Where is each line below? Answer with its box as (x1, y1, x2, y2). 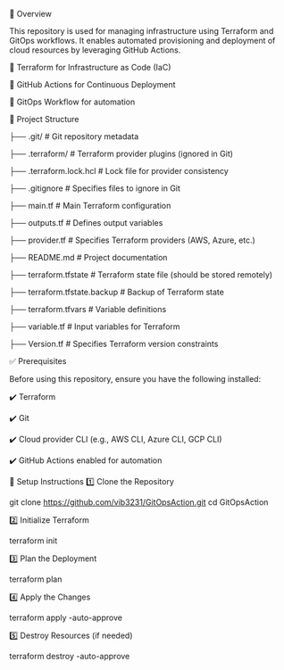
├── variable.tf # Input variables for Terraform (9, 321, 180, 332)
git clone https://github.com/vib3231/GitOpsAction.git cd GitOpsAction (9, 497, 269, 508)
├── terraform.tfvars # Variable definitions (9, 304, 167, 314)
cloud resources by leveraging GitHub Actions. (9, 45, 181, 55)
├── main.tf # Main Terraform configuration (9, 201, 171, 211)
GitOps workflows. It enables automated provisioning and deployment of (9, 36, 276, 45)
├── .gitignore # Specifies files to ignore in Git (9, 183, 181, 194)
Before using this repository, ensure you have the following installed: (9, 374, 262, 384)
